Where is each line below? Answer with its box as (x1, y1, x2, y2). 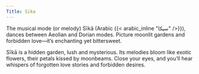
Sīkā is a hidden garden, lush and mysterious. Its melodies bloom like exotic (6, 48, 192, 56)
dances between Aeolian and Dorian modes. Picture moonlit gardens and (6, 31, 185, 38)
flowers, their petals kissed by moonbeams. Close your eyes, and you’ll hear (6, 55, 193, 62)
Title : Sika (6, 8, 36, 15)
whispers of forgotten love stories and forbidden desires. (6, 61, 146, 68)
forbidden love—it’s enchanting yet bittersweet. (6, 37, 122, 44)
